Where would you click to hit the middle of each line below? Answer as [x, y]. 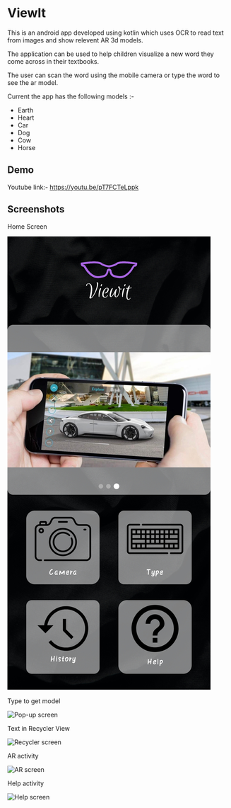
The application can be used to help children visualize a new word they [111, 54]
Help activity [26, 783]
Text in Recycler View [39, 728]
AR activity [23, 756]
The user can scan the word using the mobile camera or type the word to [114, 75]
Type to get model [34, 701]
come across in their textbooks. [53, 61]
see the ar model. [33, 82]
